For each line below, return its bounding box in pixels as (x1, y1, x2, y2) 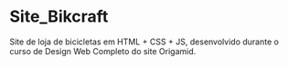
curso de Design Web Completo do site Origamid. (9, 45, 197, 56)
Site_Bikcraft (9, 6, 109, 27)
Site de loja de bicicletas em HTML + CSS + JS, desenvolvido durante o (9, 36, 279, 47)
